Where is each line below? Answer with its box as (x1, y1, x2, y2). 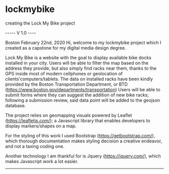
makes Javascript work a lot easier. (5, 158, 78, 164)
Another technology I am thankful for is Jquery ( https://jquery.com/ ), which (5, 153, 161, 159)
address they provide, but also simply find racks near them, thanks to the (5, 65, 157, 71)
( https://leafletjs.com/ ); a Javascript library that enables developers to (5, 117, 150, 123)
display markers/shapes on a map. (5, 123, 77, 129)
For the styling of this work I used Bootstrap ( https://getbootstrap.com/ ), (5, 132, 155, 138)
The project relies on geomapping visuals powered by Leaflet (5, 112, 132, 118)
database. (5, 102, 26, 108)
